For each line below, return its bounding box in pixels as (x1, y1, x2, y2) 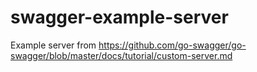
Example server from (10, 39, 97, 51)
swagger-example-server (10, 6, 229, 29)
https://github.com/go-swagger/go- (98, 39, 247, 51)
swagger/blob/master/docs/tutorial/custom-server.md (10, 49, 233, 61)
